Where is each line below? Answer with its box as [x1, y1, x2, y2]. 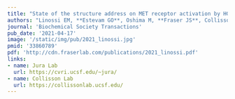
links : [7, 56, 27, 63]
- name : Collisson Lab [7, 75, 73, 82]
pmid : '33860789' [7, 43, 58, 49]
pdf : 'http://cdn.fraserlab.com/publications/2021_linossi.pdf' [7, 49, 199, 56]
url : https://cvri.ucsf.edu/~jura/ [13, 68, 117, 75]
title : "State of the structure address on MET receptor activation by [7, 10, 220, 17]
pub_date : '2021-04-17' [7, 29, 77, 37]
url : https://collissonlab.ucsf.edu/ [13, 82, 124, 89]
